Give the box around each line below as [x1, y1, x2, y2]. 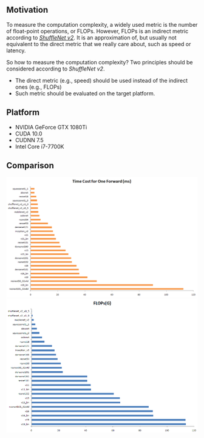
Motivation [6, 5, 49, 15]
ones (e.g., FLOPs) [15, 83, 62, 91]
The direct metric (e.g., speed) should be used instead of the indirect [15, 77, 188, 84]
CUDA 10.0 [15, 130, 42, 137]
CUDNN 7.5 [15, 136, 44, 143]
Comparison [6, 160, 55, 171]
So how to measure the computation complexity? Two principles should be [6, 58, 193, 66]
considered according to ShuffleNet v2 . [6, 65, 105, 72]
